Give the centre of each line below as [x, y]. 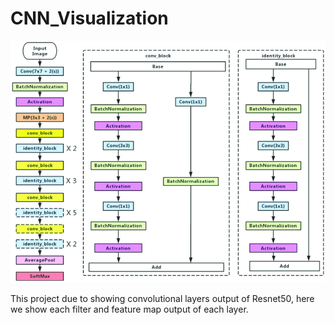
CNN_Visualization [89, 18]
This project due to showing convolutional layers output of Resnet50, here [162, 298]
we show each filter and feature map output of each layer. [129, 309]
